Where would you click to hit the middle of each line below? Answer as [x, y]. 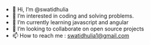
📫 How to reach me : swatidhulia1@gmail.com [71, 36]
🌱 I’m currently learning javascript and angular [70, 22]
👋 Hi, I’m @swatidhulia [40, 9]
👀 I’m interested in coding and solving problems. [73, 16]
